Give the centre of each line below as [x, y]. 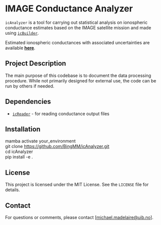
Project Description [36, 63]
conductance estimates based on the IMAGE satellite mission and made [78, 27]
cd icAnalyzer [19, 151]
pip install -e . [19, 157]
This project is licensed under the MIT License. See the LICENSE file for [77, 185]
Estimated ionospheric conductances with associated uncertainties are [78, 42]
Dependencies [28, 102]
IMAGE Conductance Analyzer [69, 9]
